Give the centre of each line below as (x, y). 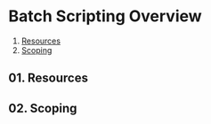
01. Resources (48, 78)
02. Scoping (43, 108)
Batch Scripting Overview (105, 16)
